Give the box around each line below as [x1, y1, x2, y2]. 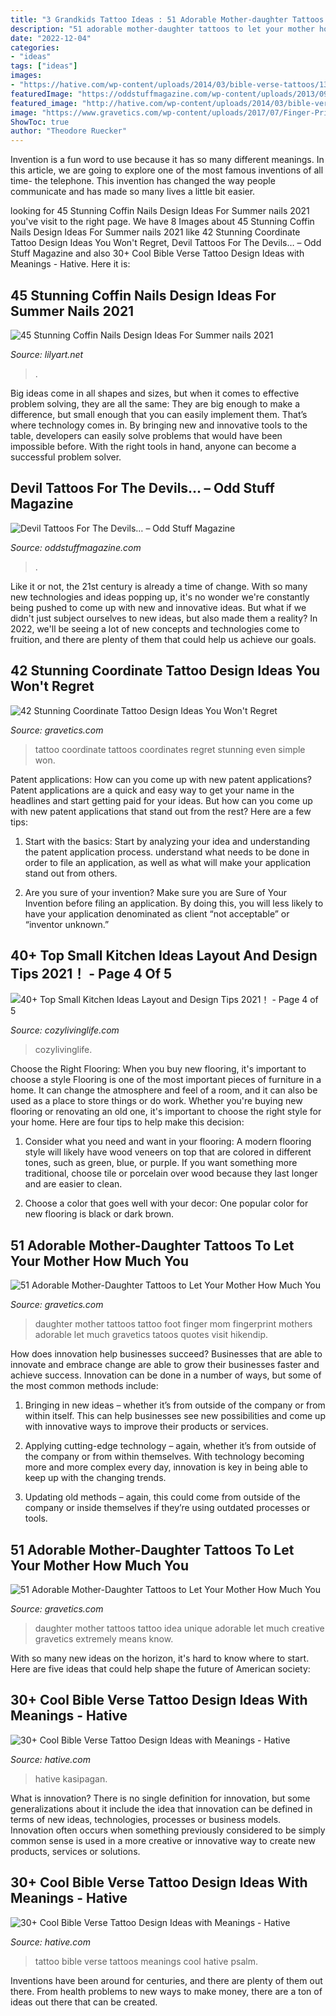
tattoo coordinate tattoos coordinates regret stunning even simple [34, 743, 306, 755]
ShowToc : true [10, 117, 70, 127]
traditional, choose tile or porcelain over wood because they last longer [24, 1167, 318, 1180]
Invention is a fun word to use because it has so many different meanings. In [10, 154, 325, 166]
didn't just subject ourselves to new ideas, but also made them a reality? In [10, 612, 318, 624]
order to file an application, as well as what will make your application [24, 856, 312, 868]
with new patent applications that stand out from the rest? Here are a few [10, 805, 312, 817]
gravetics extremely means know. [34, 1633, 174, 1645]
